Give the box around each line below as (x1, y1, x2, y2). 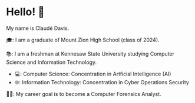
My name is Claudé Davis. (6, 25, 70, 32)
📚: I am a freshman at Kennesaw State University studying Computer (6, 50, 175, 57)
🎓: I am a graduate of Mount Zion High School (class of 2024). (6, 36, 160, 43)
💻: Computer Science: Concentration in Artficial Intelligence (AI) (14, 70, 171, 77)
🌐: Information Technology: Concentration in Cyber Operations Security (14, 78, 190, 85)
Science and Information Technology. (6, 59, 97, 66)
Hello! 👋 (6, 5, 45, 19)
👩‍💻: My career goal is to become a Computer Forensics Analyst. (6, 90, 161, 97)
